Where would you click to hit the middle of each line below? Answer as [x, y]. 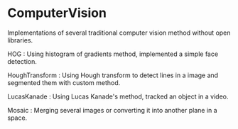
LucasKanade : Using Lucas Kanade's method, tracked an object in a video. [118, 96]
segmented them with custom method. [64, 82]
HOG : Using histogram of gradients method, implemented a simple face [113, 54]
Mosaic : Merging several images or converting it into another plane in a [113, 110]
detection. [22, 61]
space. [17, 118]
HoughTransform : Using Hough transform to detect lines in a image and [113, 75]
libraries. [20, 40]
